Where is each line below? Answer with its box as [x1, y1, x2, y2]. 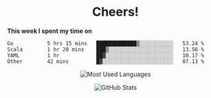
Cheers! [91, 4, 140, 20]
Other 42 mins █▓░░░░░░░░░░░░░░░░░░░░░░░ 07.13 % [7, 58, 205, 65]
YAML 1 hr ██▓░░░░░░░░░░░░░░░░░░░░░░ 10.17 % [7, 52, 205, 59]
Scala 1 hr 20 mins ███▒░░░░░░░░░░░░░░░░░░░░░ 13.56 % [7, 46, 205, 53]
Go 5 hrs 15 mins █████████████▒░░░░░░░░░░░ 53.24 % [7, 40, 205, 47]
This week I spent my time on [7, 27, 93, 35]
